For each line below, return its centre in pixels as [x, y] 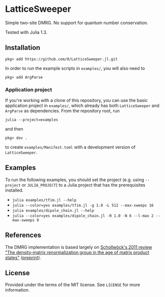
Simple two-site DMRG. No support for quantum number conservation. [77, 23]
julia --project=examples [32, 120]
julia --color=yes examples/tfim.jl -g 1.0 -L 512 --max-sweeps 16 [83, 205]
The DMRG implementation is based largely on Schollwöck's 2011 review [79, 247]
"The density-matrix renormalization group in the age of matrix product [77, 252]
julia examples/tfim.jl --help [44, 200]
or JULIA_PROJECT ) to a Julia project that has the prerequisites [83, 185]
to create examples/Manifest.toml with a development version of [70, 147]
